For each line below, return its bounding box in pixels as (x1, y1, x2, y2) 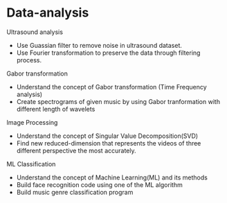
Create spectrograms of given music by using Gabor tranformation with (16, 97, 221, 105)
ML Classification (6, 159, 56, 168)
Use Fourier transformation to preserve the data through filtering (16, 48, 201, 57)
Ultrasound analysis (6, 28, 64, 36)
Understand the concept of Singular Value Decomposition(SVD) (16, 132, 199, 140)
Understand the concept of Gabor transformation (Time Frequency (16, 82, 207, 91)
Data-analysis (6, 5, 89, 21)
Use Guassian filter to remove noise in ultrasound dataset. (16, 41, 183, 49)
